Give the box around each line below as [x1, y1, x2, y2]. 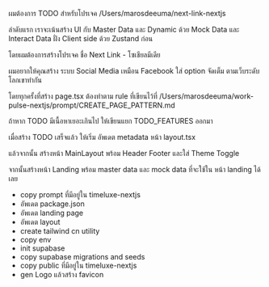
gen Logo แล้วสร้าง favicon [19, 270, 104, 279]
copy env [19, 235, 52, 244]
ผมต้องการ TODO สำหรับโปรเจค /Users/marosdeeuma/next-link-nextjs [8, 9, 226, 18]
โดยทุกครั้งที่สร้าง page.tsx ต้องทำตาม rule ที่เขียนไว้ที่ [8, 91, 158, 101]
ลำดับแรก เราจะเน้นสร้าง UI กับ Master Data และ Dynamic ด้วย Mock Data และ [8, 25, 240, 34]
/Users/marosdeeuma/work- [158, 91, 254, 101]
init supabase [19, 243, 65, 253]
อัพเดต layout [19, 217, 61, 226]
